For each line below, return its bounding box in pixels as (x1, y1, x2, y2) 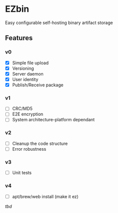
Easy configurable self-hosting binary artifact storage (5, 20, 113, 26)
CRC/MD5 (12, 106, 33, 111)
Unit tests (12, 170, 32, 176)
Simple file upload (12, 60, 49, 66)
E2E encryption (12, 111, 44, 117)
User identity (12, 76, 39, 82)
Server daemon (12, 71, 44, 77)
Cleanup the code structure (12, 140, 68, 146)
